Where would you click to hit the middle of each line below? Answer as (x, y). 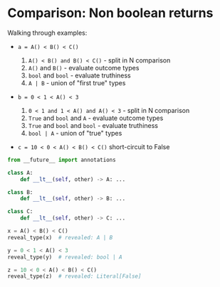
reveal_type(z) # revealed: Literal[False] (74, 276)
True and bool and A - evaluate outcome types (96, 118)
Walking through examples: (47, 33)
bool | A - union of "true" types (75, 133)
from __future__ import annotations (62, 160)
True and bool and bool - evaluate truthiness (93, 125)
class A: (20, 173)
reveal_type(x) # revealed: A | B (60, 237)
